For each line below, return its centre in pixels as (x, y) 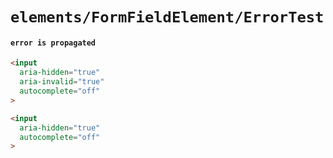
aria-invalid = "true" (62, 82)
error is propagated (53, 43)
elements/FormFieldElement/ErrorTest (167, 17)
